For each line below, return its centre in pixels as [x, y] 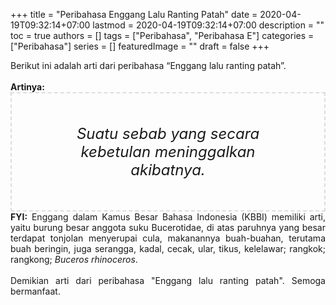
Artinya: [27, 87]
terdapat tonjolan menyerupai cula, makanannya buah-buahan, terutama [168, 238]
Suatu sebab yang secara [168, 133]
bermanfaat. [35, 291]
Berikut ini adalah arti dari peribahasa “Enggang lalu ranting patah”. [148, 65]
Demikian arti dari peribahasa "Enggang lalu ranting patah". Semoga [168, 280]
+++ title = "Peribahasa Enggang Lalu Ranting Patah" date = [134, 14]
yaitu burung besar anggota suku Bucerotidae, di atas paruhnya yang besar [168, 227]
